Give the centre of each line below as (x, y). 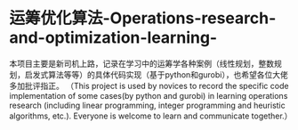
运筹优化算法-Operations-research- (143, 18)
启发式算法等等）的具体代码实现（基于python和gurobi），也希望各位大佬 (157, 74)
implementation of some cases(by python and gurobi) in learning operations (149, 95)
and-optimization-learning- (113, 38)
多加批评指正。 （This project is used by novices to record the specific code (149, 85)
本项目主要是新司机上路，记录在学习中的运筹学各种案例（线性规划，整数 (141, 63)
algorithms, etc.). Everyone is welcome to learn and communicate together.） (151, 116)
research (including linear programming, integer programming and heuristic (148, 105)
